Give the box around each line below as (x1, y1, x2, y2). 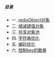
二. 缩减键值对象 (11, 23, 44, 29)
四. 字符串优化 (11, 35, 40, 41)
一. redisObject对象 (11, 17, 50, 23)
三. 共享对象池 (11, 29, 40, 35)
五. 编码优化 (11, 41, 36, 47)
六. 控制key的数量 (11, 47, 47, 53)
